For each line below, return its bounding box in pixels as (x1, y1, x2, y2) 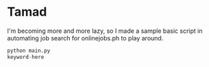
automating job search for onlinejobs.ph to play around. (7, 33, 164, 42)
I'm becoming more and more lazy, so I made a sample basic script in (7, 27, 203, 35)
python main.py (7, 47, 51, 54)
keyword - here (7, 53, 45, 60)
